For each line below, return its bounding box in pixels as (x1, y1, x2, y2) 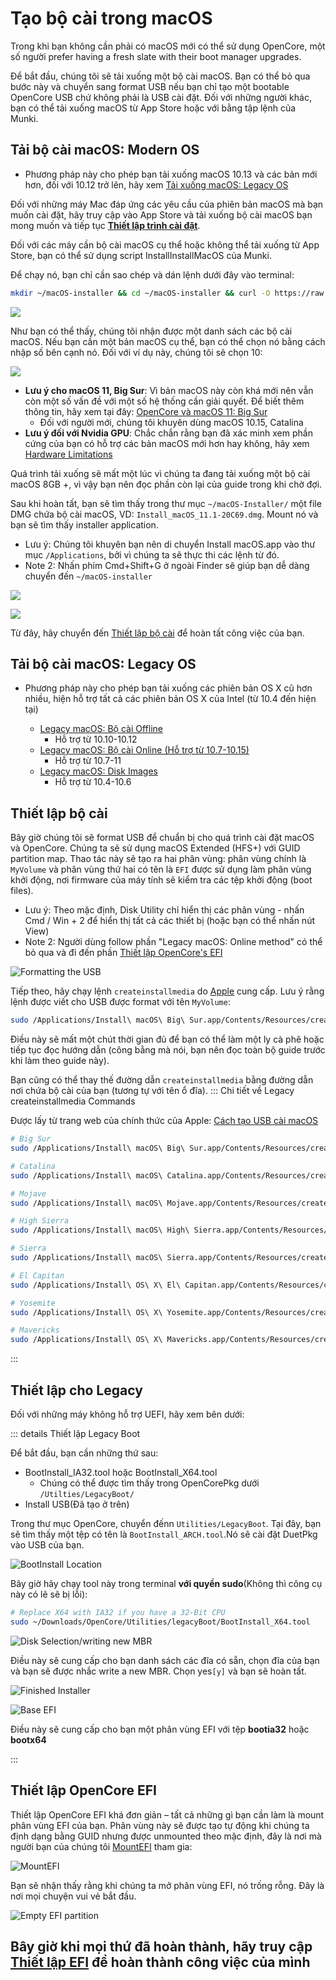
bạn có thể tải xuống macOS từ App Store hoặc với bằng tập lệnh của (10, 102, 297, 114)
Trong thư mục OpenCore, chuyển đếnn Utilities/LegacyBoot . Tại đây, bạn (10, 1517, 322, 1529)
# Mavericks (10, 1325, 60, 1336)
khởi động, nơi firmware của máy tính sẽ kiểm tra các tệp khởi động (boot (10, 874, 313, 886)
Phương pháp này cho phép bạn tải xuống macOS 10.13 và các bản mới (24, 168, 318, 180)
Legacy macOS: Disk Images (39, 765, 158, 777)
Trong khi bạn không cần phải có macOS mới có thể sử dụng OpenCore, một (10, 40, 326, 52)
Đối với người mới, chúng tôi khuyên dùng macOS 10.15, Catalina (39, 416, 304, 428)
